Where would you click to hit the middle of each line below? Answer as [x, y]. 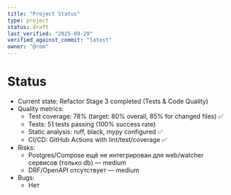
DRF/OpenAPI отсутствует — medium [84, 170]
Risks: [26, 147]
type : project [28, 20]
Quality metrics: [41, 108]
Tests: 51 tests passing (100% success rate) [92, 124]
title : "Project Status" [44, 14]
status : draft [28, 27]
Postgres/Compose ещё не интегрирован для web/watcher [116, 155]
